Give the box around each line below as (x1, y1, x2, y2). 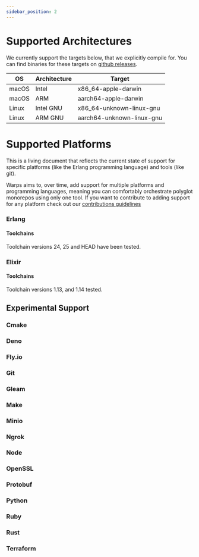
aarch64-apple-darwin (77, 94, 144, 102)
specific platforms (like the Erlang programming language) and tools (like (6, 163, 184, 170)
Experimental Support (6, 303, 90, 313)
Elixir (6, 258, 21, 266)
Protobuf (6, 480, 33, 489)
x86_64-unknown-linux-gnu (77, 104, 160, 112)
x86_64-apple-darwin (77, 85, 141, 93)
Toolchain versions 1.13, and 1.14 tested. (6, 286, 103, 293)
